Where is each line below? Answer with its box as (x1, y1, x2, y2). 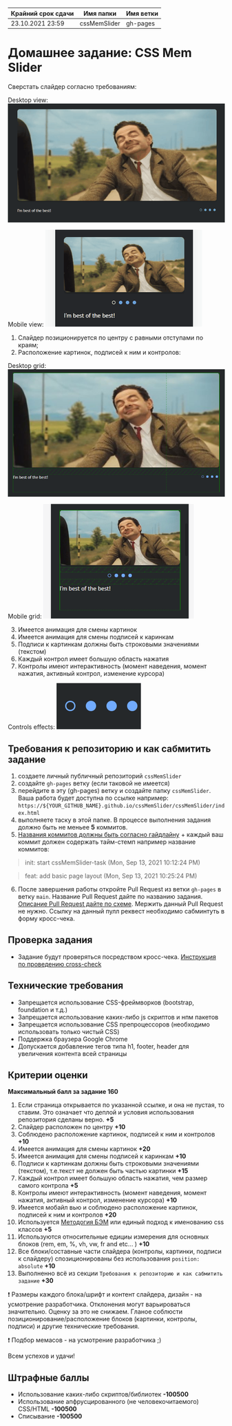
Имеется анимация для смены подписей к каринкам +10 (17, 1152, 187, 1161)
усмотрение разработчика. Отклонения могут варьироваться (8, 1300, 191, 1309)
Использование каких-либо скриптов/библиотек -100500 (17, 1390, 189, 1398)
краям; (17, 341, 39, 349)
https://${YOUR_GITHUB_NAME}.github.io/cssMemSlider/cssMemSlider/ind (17, 802, 225, 809)
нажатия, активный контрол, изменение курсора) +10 (17, 1196, 178, 1204)
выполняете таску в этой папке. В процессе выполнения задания (17, 816, 211, 824)
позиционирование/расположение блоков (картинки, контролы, (8, 1315, 198, 1323)
